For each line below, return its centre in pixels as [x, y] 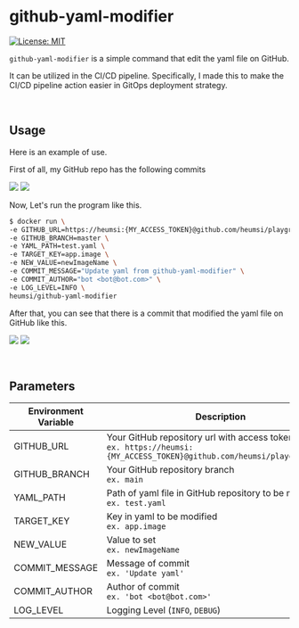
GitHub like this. [38, 322]
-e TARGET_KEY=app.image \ [59, 255]
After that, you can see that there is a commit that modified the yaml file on [146, 313]
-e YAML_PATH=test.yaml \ [57, 246]
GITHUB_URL [41, 446]
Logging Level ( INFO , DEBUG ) [163, 610]
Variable [56, 423]
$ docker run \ [37, 221]
